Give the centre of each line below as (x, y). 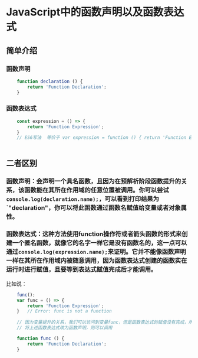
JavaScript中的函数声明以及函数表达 (95, 12)
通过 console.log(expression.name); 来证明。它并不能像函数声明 (96, 252)
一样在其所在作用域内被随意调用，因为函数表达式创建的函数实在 (97, 261)
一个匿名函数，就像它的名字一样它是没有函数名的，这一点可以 (100, 243)
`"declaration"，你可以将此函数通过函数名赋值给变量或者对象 (93, 208)
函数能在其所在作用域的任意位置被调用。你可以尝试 (97, 190)
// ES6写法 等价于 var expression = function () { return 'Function (102, 138)
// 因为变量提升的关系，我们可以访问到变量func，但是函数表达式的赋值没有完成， (103, 323)
